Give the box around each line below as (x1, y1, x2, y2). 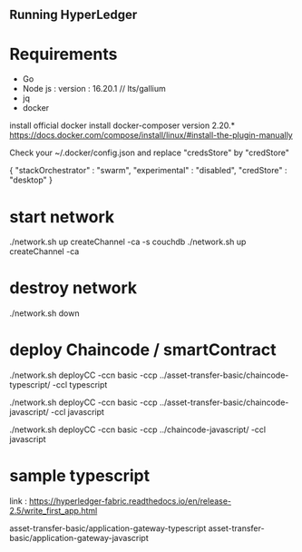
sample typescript (9, 466, 151, 487)
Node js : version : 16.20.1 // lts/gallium (22, 84, 166, 94)
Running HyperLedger (9, 7, 138, 23)
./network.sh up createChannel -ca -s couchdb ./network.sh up (9, 236, 247, 248)
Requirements (9, 44, 118, 64)
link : (9, 496, 27, 507)
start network (9, 206, 115, 227)
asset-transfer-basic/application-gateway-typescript (9, 523, 207, 534)
